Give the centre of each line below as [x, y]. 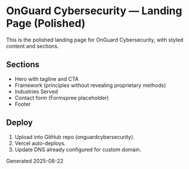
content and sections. [32, 46]
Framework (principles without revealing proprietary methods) [90, 85]
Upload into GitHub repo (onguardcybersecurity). [74, 136]
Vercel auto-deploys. [40, 143]
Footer [23, 104]
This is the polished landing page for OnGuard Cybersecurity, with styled [95, 40]
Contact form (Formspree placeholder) [62, 97]
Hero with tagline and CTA [47, 79]
